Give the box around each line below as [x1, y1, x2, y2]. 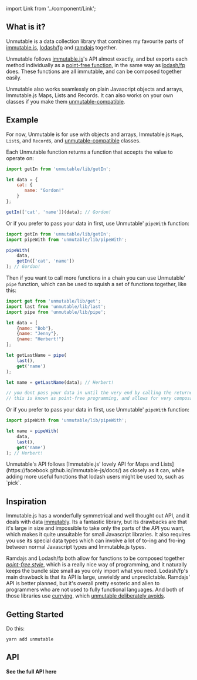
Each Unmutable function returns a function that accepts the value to [6, 148, 173, 155]
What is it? [6, 22, 46, 32]
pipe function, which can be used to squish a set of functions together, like [6, 281, 186, 287]
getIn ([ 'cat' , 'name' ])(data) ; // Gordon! [6, 209, 111, 215]
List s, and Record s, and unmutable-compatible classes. [6, 137, 141, 144]
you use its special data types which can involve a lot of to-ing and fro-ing [6, 537, 186, 544]
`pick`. [6, 479, 22, 486]
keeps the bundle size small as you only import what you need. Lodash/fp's [6, 568, 189, 575]
